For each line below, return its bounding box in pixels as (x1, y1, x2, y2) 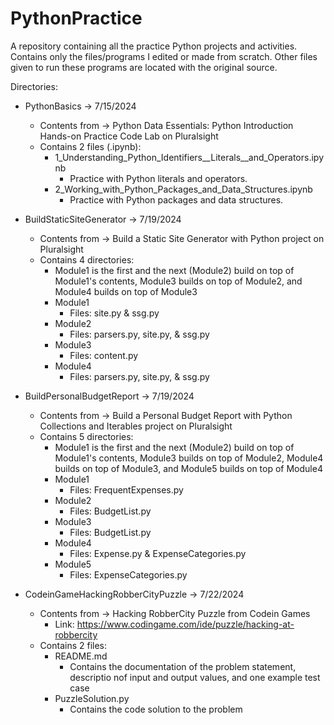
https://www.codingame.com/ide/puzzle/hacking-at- (76, 618, 295, 630)
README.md (54, 650, 108, 662)
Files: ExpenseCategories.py (69, 568, 188, 581)
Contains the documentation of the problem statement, (69, 660, 297, 672)
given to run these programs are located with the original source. (10, 61, 278, 73)
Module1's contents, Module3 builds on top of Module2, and (54, 275, 303, 287)
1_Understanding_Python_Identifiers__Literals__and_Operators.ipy (54, 151, 325, 163)
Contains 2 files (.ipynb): (39, 140, 142, 152)
